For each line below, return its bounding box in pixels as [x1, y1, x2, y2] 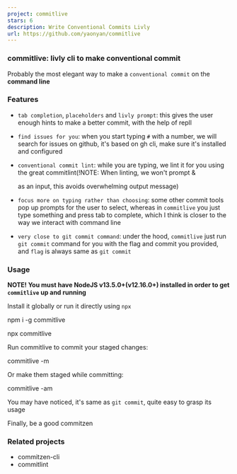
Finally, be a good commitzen [7, 419, 93, 428]
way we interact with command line [17, 218, 122, 226]
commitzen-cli [17, 453, 60, 461]
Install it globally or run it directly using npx [7, 302, 132, 311]
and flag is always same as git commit [17, 247, 132, 255]
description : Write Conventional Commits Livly [7, 23, 151, 30]
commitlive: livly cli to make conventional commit [7, 54, 181, 64]
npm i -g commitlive [7, 316, 66, 324]
